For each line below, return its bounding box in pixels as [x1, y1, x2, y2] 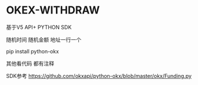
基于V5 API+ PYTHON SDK [6, 23, 72, 30]
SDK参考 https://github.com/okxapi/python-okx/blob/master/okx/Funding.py [6, 72, 192, 79]
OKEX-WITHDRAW [6, 4, 100, 17]
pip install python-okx [6, 47, 59, 55]
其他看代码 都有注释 [6, 60, 54, 67]
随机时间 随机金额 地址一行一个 [6, 36, 81, 43]
